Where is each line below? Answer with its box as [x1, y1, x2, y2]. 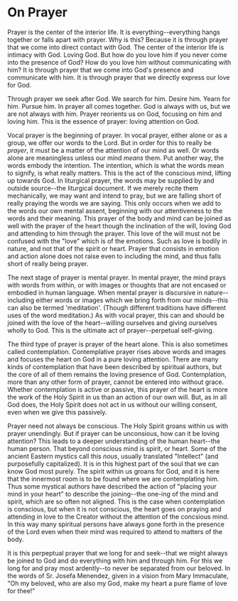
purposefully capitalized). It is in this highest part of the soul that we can [7, 459, 219, 468]
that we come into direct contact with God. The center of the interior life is [7, 43, 225, 51]
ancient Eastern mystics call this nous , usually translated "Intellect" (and [7, 452, 219, 460]
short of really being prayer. [7, 259, 89, 267]
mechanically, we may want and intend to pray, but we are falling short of [7, 191, 222, 200]
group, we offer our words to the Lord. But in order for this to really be [7, 138, 212, 147]
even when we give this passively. [7, 408, 107, 416]
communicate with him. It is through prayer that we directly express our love [7, 73, 230, 82]
